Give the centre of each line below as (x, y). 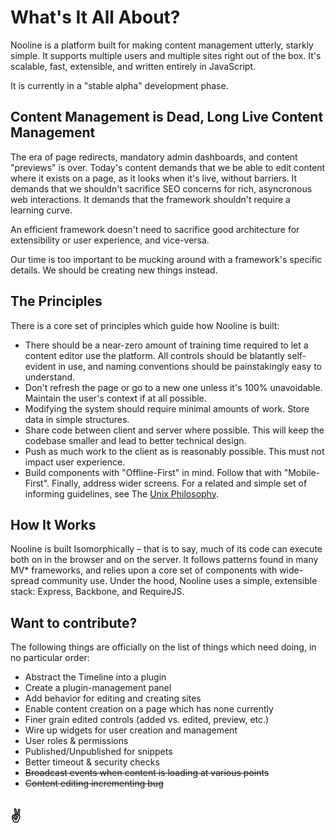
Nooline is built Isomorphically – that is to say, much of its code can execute (166, 549)
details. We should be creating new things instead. (114, 270)
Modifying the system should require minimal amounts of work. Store (167, 408)
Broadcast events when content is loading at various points (147, 773)
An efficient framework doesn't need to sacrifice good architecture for (155, 229)
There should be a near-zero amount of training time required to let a (166, 345)
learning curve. (41, 210)
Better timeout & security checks (92, 762)
